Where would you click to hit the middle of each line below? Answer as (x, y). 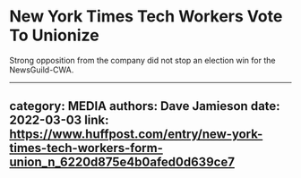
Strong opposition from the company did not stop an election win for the (142, 60)
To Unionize (55, 35)
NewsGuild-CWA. (42, 70)
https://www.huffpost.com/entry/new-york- (136, 135)
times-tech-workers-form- (86, 148)
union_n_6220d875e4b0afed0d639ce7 (122, 162)
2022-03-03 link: (59, 120)
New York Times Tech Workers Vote (146, 17)
